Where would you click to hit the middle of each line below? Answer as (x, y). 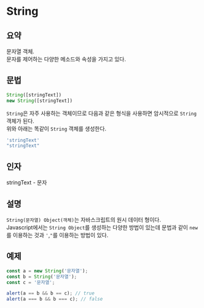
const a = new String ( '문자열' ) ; (47, 271)
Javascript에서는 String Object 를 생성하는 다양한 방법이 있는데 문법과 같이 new (102, 227)
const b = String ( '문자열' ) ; (42, 277)
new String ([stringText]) (39, 101)
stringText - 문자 (27, 183)
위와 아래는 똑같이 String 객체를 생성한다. (56, 128)
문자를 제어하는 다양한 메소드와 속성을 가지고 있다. (66, 59)
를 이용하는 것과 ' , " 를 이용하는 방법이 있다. (57, 235)
